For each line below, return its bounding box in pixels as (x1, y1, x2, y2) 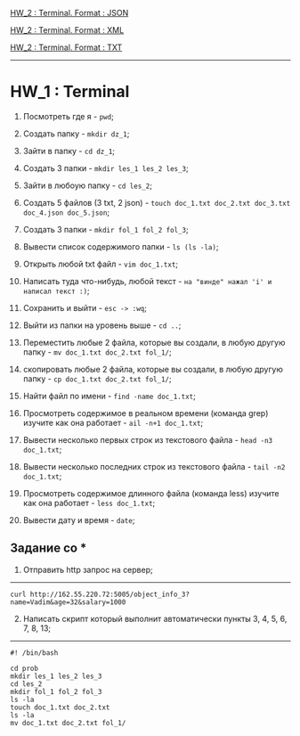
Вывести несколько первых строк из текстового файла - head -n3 (22, 434, 273, 445)
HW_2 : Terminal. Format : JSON (10, 8, 129, 18)
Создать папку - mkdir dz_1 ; (22, 128, 130, 139)
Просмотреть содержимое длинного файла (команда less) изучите (22, 487, 280, 498)
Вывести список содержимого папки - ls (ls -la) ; (22, 241, 219, 252)
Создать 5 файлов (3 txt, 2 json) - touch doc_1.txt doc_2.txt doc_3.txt (22, 197, 291, 208)
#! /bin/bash (10, 648, 59, 658)
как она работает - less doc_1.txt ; (22, 497, 156, 508)
